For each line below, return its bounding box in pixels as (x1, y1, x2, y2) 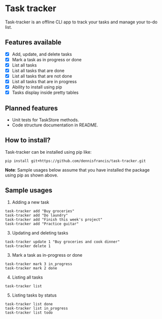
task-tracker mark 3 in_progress (5, 261, 73, 266)
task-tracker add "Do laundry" (5, 213, 68, 218)
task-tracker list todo (5, 310, 53, 315)
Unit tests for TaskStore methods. (12, 117, 79, 123)
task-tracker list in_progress (5, 306, 68, 311)
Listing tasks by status (12, 292, 57, 298)
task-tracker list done (5, 301, 53, 306)
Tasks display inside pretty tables (12, 89, 79, 95)
